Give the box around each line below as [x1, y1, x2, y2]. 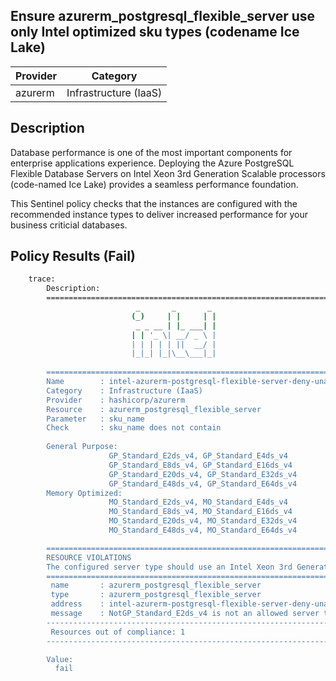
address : [50, 599, 105, 609]
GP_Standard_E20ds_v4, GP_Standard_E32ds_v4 [108, 469, 298, 479]
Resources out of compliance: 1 [50, 627, 186, 637]
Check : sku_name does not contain [46, 423, 222, 433]
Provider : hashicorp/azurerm [46, 395, 186, 405]
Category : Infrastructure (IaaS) [46, 385, 203, 396]
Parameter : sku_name [46, 414, 145, 424]
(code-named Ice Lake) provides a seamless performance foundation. [10, 178, 299, 190]
